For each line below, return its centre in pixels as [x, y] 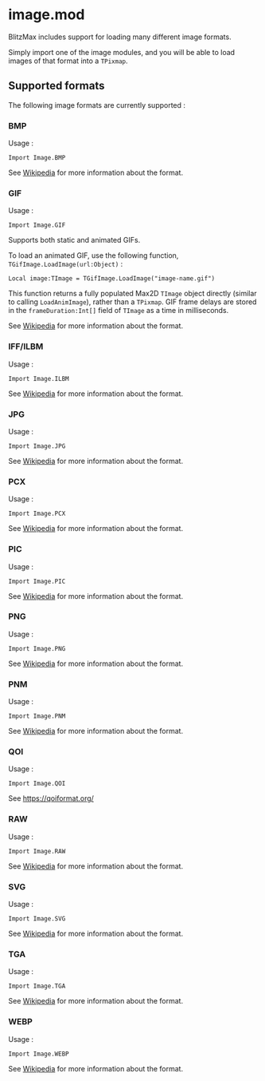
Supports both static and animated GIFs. [74, 240]
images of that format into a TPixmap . [68, 61]
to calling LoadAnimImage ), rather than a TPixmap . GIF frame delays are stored [132, 302]
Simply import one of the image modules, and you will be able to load [122, 52]
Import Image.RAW [37, 851]
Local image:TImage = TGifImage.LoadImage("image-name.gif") [112, 279]
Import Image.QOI [37, 784]
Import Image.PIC [37, 581]
